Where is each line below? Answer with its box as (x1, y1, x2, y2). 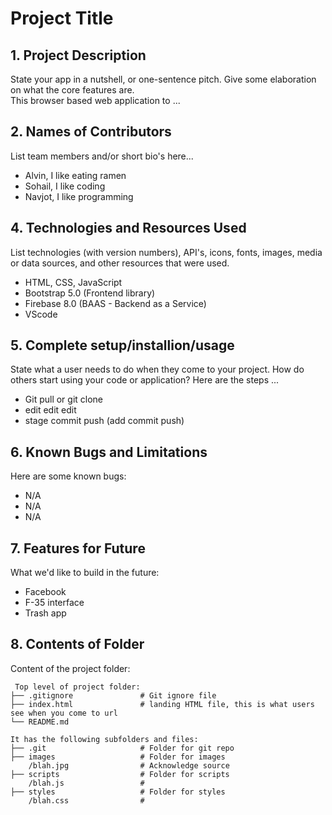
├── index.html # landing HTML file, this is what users (10, 699, 315, 709)
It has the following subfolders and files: (10, 734, 199, 744)
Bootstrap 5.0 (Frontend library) (24, 287, 156, 299)
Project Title (10, 7, 114, 30)
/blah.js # (28, 778, 145, 788)
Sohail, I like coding (24, 180, 106, 192)
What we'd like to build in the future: (10, 567, 160, 579)
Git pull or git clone (24, 393, 104, 406)
